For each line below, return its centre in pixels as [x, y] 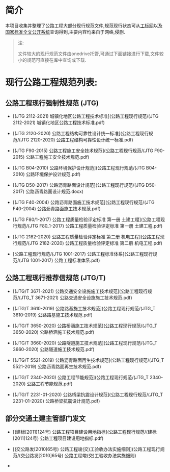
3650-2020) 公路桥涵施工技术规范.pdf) [53, 332]
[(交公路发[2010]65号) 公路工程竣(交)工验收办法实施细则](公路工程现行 [86, 449]
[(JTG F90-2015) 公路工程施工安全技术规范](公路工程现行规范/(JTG [83, 151]
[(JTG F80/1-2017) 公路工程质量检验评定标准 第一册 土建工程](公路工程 [87, 219]
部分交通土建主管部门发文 [45, 419]
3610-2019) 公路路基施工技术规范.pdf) [52, 315]
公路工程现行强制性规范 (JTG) [52, 103]
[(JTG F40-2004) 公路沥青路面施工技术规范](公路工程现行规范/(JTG [83, 202]
